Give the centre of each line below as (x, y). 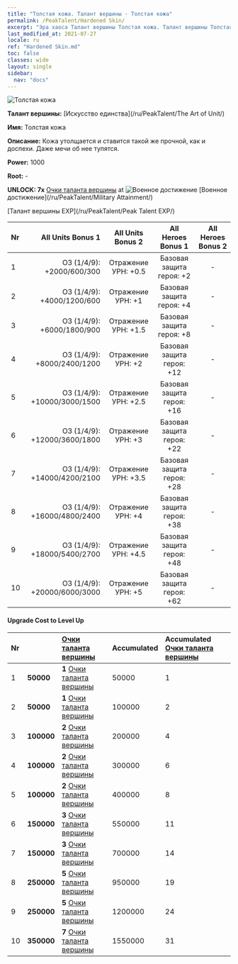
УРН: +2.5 (129, 402)
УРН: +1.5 (129, 330)
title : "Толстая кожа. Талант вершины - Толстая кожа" (90, 14)
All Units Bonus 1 (70, 237)
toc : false (23, 54)
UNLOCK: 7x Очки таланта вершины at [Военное (118, 190)
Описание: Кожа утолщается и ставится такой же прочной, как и (107, 141)
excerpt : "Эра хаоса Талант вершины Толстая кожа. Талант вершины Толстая (120, 27)
